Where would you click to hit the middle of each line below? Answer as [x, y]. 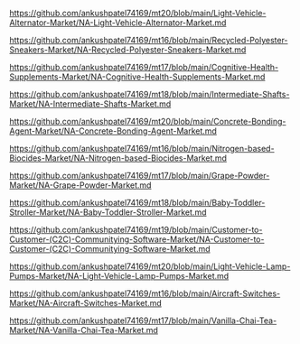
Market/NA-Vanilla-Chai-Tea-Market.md [84, 330]
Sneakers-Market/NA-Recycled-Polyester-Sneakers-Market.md [128, 50]
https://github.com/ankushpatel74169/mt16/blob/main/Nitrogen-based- [142, 149]
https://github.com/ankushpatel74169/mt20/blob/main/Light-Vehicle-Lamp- [150, 266]
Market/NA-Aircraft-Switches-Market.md [86, 303]
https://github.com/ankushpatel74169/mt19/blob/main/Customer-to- [136, 230]
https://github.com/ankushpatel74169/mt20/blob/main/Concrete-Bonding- [148, 121]
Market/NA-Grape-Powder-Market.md [80, 185]
